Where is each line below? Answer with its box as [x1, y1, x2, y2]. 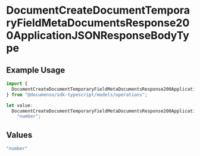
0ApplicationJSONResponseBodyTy [6, 29, 189, 42]
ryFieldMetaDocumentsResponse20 [6, 16, 190, 30]
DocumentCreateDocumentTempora [6, 4, 190, 17]
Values [6, 130, 33, 140]
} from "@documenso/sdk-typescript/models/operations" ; [6, 91, 148, 98]
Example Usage [6, 65, 65, 75]
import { [6, 81, 28, 87]
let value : [6, 102, 33, 109]
